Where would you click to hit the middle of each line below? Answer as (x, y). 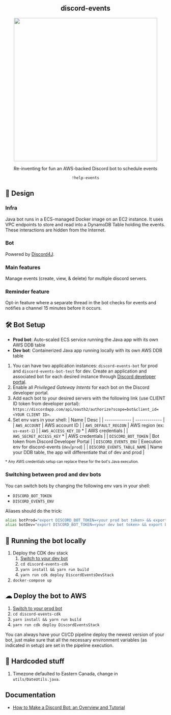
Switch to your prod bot (37, 608)
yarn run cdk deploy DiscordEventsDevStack (67, 575)
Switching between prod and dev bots (53, 474)
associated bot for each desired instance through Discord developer (84, 377)
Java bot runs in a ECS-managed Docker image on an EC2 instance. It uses (84, 219)
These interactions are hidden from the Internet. (55, 230)
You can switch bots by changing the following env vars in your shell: (78, 486)
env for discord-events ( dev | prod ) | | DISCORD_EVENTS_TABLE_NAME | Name (88, 447)
